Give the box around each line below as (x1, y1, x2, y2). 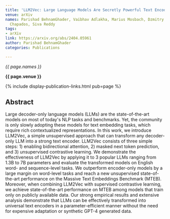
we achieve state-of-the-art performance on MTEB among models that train (5, 187, 163, 193)
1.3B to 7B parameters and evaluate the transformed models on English (5, 160, 153, 166)
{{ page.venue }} (5, 73, 42, 79)
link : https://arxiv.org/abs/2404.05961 (5, 36, 92, 41)
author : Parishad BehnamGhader (5, 41, 71, 46)
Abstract (5, 98, 34, 106)
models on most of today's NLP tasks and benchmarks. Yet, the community (5, 117, 162, 123)
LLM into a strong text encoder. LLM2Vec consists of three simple (15, 138, 153, 144)
